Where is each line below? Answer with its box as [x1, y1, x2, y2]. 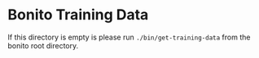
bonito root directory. [7, 40, 79, 50]
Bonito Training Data [7, 6, 149, 24]
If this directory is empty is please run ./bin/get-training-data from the [7, 32, 251, 42]
